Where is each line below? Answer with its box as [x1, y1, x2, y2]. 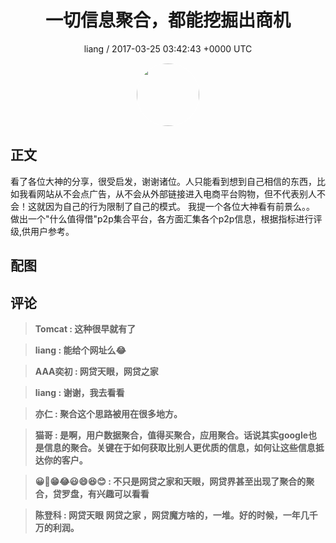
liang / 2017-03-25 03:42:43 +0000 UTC [83, 42, 253, 55]
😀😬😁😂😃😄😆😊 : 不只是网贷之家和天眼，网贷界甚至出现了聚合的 [34, 475, 307, 487]
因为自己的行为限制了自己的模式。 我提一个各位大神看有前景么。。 [44, 200, 315, 212]
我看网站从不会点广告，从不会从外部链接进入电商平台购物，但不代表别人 [18, 187, 317, 200]
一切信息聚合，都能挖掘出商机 [44, 9, 291, 32]
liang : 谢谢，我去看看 [34, 386, 125, 398]
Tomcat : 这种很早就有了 [34, 322, 137, 335]
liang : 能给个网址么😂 [34, 344, 127, 356]
